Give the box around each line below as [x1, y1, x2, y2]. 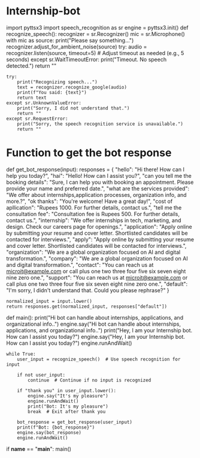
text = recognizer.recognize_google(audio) [17, 84, 128, 90]
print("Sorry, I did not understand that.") [17, 105, 130, 111]
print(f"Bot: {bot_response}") [17, 424, 95, 430]
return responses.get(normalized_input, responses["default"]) [6, 304, 168, 310]
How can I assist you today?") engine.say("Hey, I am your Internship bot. [6, 333, 186, 340]
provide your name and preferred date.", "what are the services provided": [6, 184, 190, 192]
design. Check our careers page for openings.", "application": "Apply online [6, 223, 193, 230]
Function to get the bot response [6, 146, 172, 160]
